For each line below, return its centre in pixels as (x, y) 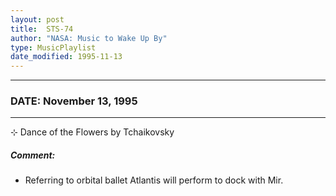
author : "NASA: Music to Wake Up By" (89, 38)
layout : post (37, 19)
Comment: (33, 155)
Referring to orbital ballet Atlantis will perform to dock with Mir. (154, 180)
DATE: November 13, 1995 (74, 101)
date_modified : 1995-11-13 (66, 57)
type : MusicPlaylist (53, 47)
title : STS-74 (42, 29)
